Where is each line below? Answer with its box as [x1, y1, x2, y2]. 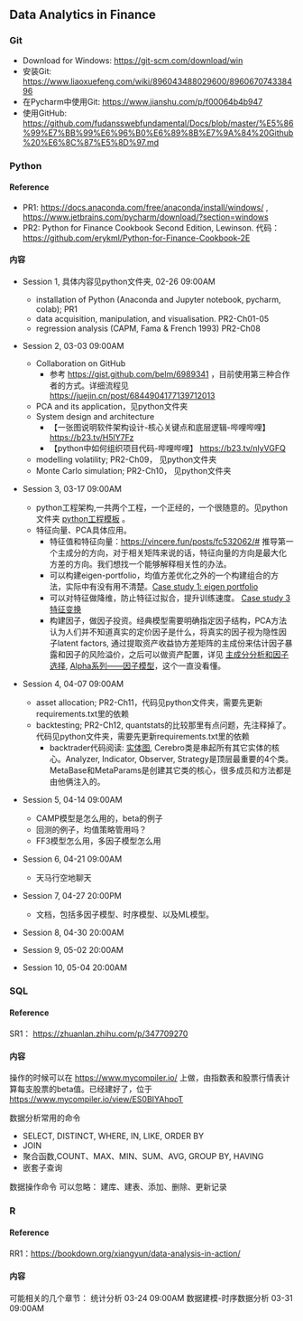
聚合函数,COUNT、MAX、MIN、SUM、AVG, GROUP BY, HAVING [22, 1151, 264, 1162]
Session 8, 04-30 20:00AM [22, 927, 124, 939]
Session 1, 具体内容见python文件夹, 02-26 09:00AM [22, 276, 216, 288]
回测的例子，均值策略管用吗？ [35, 825, 147, 835]
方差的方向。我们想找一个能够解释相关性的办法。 [49, 559, 232, 570]
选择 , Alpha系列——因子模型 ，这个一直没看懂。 [49, 660, 226, 672]
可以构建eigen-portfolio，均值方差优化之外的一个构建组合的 [49, 570, 271, 581]
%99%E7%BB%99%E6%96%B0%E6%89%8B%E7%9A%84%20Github [22, 127, 294, 138]
